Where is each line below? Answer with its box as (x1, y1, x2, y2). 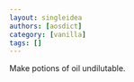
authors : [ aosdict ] (9, 22, 83, 31)
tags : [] (9, 38, 42, 48)
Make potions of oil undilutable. (9, 63, 126, 74)
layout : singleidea (9, 13, 83, 23)
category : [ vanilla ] (9, 30, 87, 39)
